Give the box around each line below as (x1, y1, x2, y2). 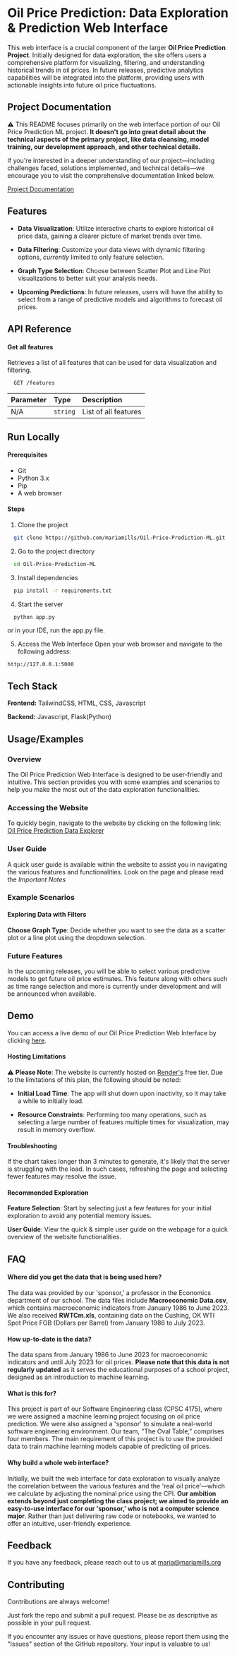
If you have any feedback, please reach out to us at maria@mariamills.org (7, 1558, 221, 1567)
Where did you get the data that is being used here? (7, 1272, 162, 1282)
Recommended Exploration (7, 1188, 89, 1197)
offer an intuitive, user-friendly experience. (7, 1519, 132, 1527)
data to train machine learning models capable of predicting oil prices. (7, 1442, 212, 1451)
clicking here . (7, 1036, 47, 1045)
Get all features (7, 342, 54, 351)
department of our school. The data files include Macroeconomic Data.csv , (7, 1296, 229, 1304)
